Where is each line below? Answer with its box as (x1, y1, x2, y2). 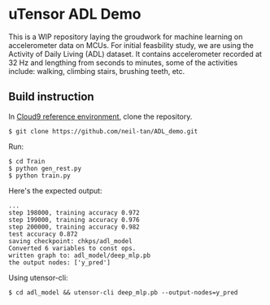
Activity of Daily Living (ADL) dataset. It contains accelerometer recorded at (8, 49, 263, 59)
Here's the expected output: (8, 185, 103, 195)
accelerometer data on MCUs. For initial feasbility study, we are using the (8, 40, 254, 50)
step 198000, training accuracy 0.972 (8, 208, 140, 216)
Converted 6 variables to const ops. (8, 244, 137, 252)
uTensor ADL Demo (8, 5, 142, 24)
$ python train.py (8, 172, 71, 180)
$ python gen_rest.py (8, 164, 82, 172)
